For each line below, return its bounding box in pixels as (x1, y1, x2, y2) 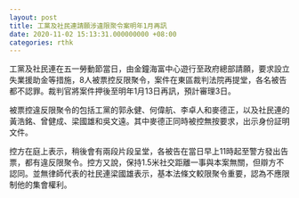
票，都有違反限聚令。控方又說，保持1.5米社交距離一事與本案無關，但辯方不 (9, 157, 285, 168)
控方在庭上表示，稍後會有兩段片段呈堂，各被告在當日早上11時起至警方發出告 (9, 146, 289, 157)
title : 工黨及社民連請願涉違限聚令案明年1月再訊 (9, 21, 167, 30)
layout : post (9, 12, 58, 22)
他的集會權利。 (16, 179, 72, 190)
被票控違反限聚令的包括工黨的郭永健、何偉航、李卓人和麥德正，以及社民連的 (9, 104, 290, 116)
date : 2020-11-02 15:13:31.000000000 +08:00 (9, 29, 177, 38)
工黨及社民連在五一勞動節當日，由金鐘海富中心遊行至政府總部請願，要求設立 (9, 63, 290, 74)
